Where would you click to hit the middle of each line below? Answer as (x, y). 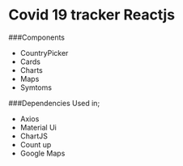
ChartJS (34, 136)
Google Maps (43, 153)
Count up (36, 144)
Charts (31, 70)
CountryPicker (44, 53)
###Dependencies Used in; (54, 103)
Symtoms (36, 87)
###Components (36, 37)
